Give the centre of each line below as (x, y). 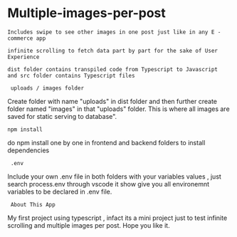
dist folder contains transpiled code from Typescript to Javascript (113, 69)
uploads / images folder (47, 88)
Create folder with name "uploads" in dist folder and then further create (112, 101)
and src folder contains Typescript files (71, 75)
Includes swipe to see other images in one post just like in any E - (114, 32)
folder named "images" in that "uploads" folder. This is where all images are (118, 109)
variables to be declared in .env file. (60, 191)
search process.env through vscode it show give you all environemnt (109, 184)
